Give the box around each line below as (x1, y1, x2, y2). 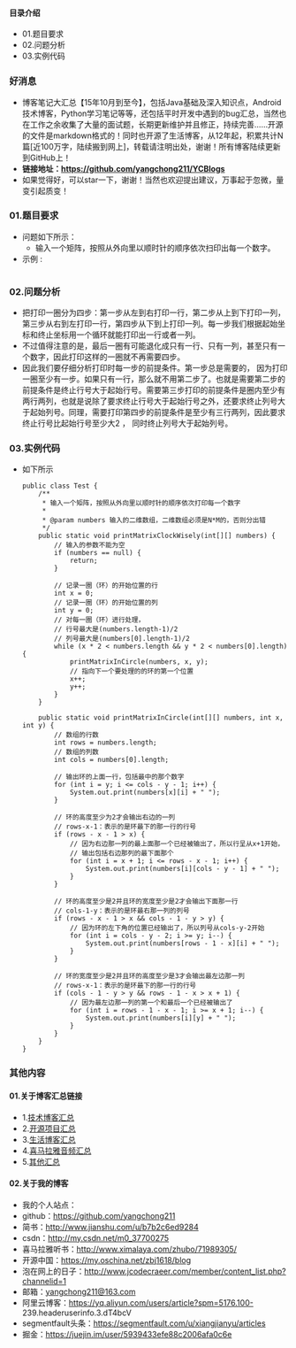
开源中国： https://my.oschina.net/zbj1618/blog (21, 1254, 192, 1265)
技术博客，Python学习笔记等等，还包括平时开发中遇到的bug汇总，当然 (21, 108, 279, 119)
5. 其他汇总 (21, 1156, 60, 1167)
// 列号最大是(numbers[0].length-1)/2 (54, 635, 190, 643)
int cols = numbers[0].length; (54, 756, 170, 765)
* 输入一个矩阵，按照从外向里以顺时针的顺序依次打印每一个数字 (42, 499, 241, 508)
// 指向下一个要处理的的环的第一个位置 (69, 667, 194, 676)
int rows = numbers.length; (54, 738, 157, 747)
